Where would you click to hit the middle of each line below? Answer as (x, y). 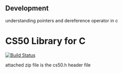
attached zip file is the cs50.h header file (48, 65)
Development (27, 8)
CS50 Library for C (45, 41)
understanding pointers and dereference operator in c (62, 20)
